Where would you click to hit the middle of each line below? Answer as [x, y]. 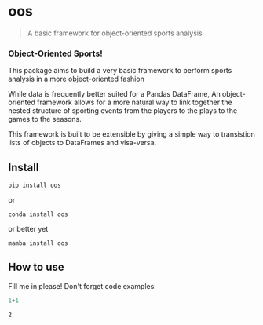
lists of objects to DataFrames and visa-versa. [82, 143]
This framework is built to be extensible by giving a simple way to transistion [131, 134]
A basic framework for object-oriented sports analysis [115, 33]
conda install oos [38, 214]
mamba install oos [38, 243]
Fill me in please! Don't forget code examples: [82, 286]
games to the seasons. [45, 119]
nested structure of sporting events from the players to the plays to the [123, 111]
